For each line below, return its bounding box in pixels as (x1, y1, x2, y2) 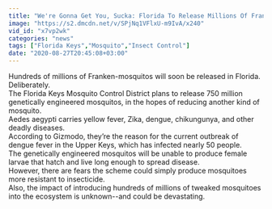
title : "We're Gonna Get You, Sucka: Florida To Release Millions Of (8, 11, 249, 20)
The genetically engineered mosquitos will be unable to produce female (8, 148, 248, 158)
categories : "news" (8, 34, 74, 43)
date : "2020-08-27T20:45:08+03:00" (8, 49, 129, 57)
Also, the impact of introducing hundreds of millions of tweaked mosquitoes (8, 183, 261, 192)
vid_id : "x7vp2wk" (8, 27, 70, 35)
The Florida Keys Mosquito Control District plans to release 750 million (8, 89, 243, 98)
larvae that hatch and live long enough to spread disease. (8, 157, 200, 166)
